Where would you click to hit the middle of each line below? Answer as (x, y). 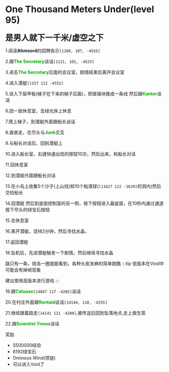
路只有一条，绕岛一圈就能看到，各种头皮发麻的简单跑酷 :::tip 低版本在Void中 (84, 263)
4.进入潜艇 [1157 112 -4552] (35, 83)
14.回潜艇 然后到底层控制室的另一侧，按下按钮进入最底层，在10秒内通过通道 (84, 203)
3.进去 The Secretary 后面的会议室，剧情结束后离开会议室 (65, 72)
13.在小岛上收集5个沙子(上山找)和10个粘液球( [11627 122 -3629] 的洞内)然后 (83, 186)
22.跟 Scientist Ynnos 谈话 (32, 323)
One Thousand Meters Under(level (80, 9)
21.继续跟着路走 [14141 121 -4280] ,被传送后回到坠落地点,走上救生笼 (76, 313)
